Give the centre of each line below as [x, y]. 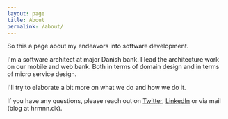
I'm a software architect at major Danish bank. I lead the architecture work [113, 59]
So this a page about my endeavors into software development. [98, 46]
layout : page [26, 13]
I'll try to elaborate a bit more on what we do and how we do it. [97, 88]
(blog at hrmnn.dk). [35, 109]
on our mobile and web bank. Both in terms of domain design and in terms [113, 67]
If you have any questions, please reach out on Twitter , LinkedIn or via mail [114, 101]
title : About [26, 20]
